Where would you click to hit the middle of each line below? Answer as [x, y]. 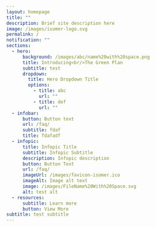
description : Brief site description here [60, 23]
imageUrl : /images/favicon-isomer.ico [71, 175]
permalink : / [23, 35]
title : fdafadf [41, 136]
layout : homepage [28, 12]
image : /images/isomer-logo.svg [47, 29]
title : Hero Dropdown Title [63, 79]
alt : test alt [40, 192]
